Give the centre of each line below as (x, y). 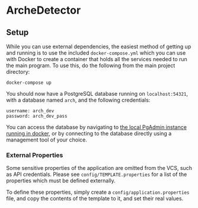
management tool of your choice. (47, 140)
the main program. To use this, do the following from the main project (91, 65)
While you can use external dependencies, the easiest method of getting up (99, 46)
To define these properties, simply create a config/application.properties (98, 192)
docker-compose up (29, 83)
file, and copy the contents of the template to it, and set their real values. (95, 198)
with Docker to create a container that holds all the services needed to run (97, 59)
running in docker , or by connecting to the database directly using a (89, 133)
